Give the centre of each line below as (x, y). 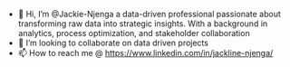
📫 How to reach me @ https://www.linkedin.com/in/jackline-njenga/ (145, 53)
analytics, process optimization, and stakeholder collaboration (134, 33)
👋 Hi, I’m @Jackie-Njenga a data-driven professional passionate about (149, 14)
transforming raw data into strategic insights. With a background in (143, 24)
